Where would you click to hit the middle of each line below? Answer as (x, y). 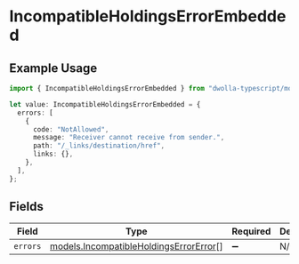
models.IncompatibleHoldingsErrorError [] (137, 246)
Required (251, 231)
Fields (27, 207)
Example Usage (53, 68)
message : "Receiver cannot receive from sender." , (129, 138)
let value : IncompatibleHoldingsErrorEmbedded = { (105, 104)
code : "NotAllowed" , (71, 129)
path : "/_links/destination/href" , (99, 146)
